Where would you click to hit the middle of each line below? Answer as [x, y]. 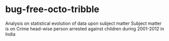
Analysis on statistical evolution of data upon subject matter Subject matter [83, 23]
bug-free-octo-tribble [52, 9]
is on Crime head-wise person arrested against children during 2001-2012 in [85, 28]
